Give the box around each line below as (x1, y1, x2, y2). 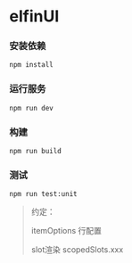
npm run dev (9, 103, 54, 112)
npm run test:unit (9, 190, 78, 199)
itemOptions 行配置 (30, 226, 103, 236)
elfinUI (9, 6, 60, 27)
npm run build (9, 147, 62, 156)
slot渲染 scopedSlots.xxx (30, 244, 124, 255)
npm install (9, 61, 54, 70)
